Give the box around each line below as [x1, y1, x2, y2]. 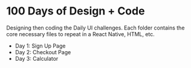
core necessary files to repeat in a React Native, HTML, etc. [6, 30, 155, 37]
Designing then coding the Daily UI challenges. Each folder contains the [6, 24, 185, 31]
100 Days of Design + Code [6, 4, 145, 18]
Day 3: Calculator [15, 55, 59, 62]
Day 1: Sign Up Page [15, 42, 66, 49]
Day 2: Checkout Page [15, 48, 71, 55]
